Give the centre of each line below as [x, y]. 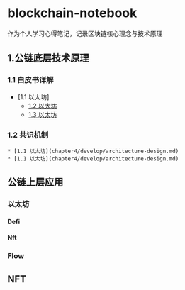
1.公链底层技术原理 [49, 58]
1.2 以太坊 [43, 106]
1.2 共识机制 [28, 135]
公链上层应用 [35, 182]
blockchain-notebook [72, 13]
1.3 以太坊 [43, 114]
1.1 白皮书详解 [30, 80]
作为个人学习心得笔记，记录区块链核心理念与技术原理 [85, 33]
